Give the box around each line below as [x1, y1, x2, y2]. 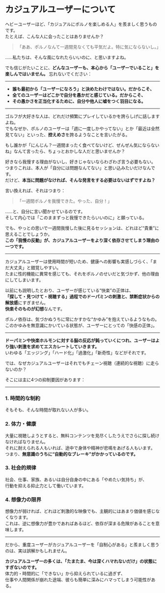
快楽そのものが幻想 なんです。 [5, 306, 65, 311]
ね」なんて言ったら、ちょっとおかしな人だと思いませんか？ [5, 148, 125, 154]
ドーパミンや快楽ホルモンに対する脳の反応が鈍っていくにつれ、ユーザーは [5, 337, 156, 343]
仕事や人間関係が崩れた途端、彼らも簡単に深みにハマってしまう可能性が [5, 577, 151, 583]
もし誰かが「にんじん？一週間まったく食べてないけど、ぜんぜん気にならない [5, 142, 160, 148]
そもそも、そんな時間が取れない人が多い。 [5, 407, 91, 413]
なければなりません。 [5, 439, 48, 445]
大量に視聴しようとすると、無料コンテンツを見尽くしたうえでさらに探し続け [5, 432, 160, 438]
